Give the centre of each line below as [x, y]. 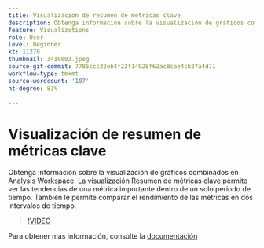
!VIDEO [39, 221]
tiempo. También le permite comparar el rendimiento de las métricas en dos [131, 198]
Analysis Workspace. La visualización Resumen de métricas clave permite [128, 181]
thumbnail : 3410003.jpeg [49, 60]
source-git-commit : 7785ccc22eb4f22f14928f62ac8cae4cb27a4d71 [112, 67]
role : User [26, 37]
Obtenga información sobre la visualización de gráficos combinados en [123, 173]
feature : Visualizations [49, 30]
